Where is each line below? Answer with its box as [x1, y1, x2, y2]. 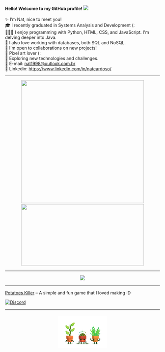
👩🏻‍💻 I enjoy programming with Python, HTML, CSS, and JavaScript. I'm [5, 29, 149, 35]
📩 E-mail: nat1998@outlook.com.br [5, 60, 76, 67]
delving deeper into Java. [5, 34, 56, 40]
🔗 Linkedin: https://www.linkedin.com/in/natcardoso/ [5, 66, 112, 72]
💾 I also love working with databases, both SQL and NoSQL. [5, 40, 126, 46]
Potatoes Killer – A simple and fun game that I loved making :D [5, 290, 131, 296]
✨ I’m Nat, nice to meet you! [5, 16, 62, 23]
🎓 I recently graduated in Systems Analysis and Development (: [5, 22, 135, 28]
